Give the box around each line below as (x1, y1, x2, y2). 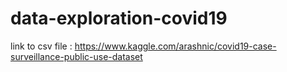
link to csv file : (10, 40, 73, 52)
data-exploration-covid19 (10, 7, 228, 30)
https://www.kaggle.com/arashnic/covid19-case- (74, 40, 277, 52)
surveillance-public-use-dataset (10, 50, 143, 62)
